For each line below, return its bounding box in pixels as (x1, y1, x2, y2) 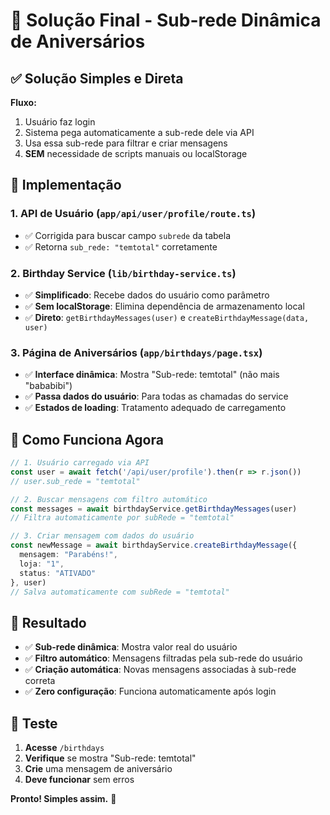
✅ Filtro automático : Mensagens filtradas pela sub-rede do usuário (24, 652, 303, 664)
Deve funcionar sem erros (24, 774, 135, 786)
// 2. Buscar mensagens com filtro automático (10, 494, 208, 504)
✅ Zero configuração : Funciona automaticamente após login (24, 685, 277, 698)
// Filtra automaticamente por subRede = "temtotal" (10, 513, 235, 523)
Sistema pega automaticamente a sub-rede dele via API (24, 127, 255, 138)
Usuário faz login (24, 116, 96, 128)
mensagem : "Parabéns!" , (19, 550, 118, 560)
